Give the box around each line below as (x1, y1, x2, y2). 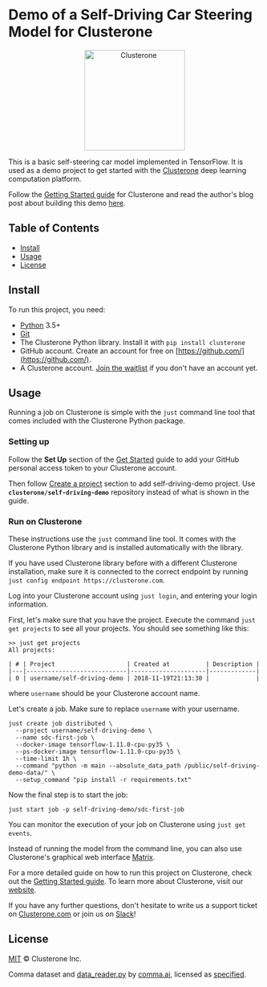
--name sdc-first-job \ (15, 734, 95, 742)
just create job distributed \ (8, 719, 113, 727)
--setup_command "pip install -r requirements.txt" (15, 775, 192, 783)
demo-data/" (8, 768, 48, 777)
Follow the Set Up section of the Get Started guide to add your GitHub (8, 454, 239, 464)
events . (8, 828, 32, 837)
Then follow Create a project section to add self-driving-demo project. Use (8, 479, 256, 488)
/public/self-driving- (184, 762, 261, 770)
